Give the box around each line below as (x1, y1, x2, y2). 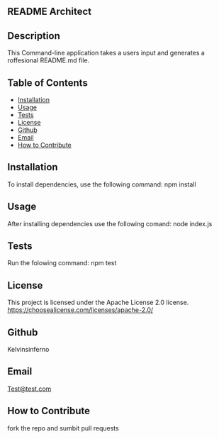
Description (7, 30, 60, 42)
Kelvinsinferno (7, 345, 50, 354)
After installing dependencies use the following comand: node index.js (7, 219, 213, 228)
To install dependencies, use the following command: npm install (7, 180, 196, 189)
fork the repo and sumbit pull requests (7, 423, 119, 432)
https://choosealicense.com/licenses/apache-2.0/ (7, 306, 154, 314)
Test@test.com (7, 384, 52, 393)
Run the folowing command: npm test (7, 259, 117, 267)
